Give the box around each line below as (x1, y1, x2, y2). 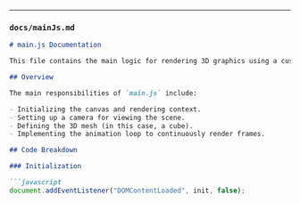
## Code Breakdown (9, 146, 78, 155)
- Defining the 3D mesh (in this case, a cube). (9, 121, 194, 130)
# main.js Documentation (9, 41, 102, 50)
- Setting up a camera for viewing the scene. (9, 113, 186, 122)
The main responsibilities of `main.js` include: (9, 88, 198, 98)
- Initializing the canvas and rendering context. (9, 104, 202, 114)
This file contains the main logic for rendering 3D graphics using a (9, 57, 278, 66)
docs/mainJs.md (9, 22, 76, 32)
